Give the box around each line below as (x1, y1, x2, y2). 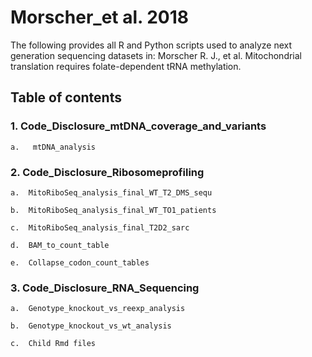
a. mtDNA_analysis (10, 142, 97, 152)
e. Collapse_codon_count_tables (10, 257, 150, 268)
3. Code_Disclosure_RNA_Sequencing (10, 281, 200, 295)
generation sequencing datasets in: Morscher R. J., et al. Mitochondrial (10, 49, 302, 61)
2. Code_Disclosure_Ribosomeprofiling (10, 165, 205, 179)
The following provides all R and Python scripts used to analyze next (10, 39, 293, 51)
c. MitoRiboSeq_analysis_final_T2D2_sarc (10, 222, 190, 233)
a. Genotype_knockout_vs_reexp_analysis (10, 304, 186, 314)
